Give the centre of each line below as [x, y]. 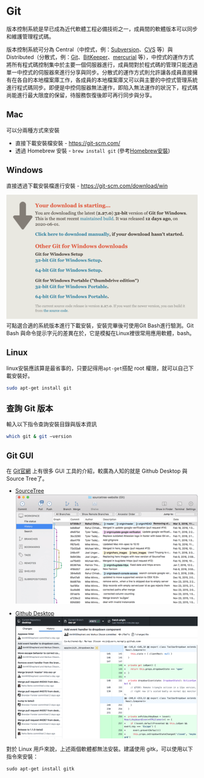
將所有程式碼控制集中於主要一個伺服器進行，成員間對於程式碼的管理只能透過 [102, 65]
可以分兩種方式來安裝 [33, 130]
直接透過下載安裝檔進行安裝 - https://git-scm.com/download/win [87, 186]
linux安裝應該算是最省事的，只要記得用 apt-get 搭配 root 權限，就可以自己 [97, 368]
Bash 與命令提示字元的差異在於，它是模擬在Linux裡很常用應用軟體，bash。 [101, 333]
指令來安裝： [22, 756]
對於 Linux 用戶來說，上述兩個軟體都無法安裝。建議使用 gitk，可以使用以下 [100, 749]
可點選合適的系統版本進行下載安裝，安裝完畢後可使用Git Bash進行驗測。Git [100, 325]
